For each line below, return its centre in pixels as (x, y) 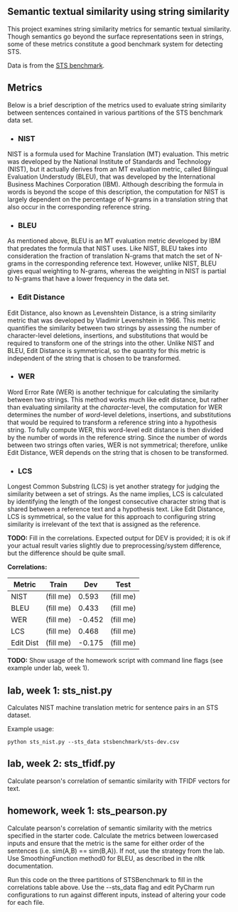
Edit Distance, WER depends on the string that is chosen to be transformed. (118, 452)
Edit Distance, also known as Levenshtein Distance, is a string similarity (112, 313)
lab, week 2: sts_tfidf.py (61, 764)
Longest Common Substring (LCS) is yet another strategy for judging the (114, 486)
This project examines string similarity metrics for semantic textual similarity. (119, 28)
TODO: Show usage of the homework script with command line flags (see (115, 661)
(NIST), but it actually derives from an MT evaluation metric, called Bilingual (118, 169)
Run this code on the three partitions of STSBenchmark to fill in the (106, 879)
